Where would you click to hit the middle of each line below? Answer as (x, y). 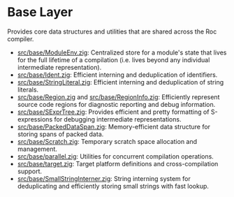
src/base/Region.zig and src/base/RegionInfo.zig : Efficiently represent (118, 97)
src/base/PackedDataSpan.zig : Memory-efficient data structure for (114, 126)
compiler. (21, 38)
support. (30, 171)
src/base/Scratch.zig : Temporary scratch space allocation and (107, 141)
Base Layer (40, 12)
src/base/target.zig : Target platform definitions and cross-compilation (118, 163)
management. (37, 149)
